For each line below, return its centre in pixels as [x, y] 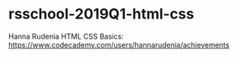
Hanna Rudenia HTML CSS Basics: [66, 36]
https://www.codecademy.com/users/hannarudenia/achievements [119, 44]
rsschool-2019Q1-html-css [101, 14]
